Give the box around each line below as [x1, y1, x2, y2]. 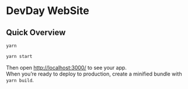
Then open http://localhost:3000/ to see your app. [6, 64, 127, 71]
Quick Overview [6, 28, 66, 37]
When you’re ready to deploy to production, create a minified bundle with [6, 70, 182, 77]
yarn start [6, 53, 33, 59]
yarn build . [6, 76, 34, 83]
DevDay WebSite [6, 4, 89, 18]
